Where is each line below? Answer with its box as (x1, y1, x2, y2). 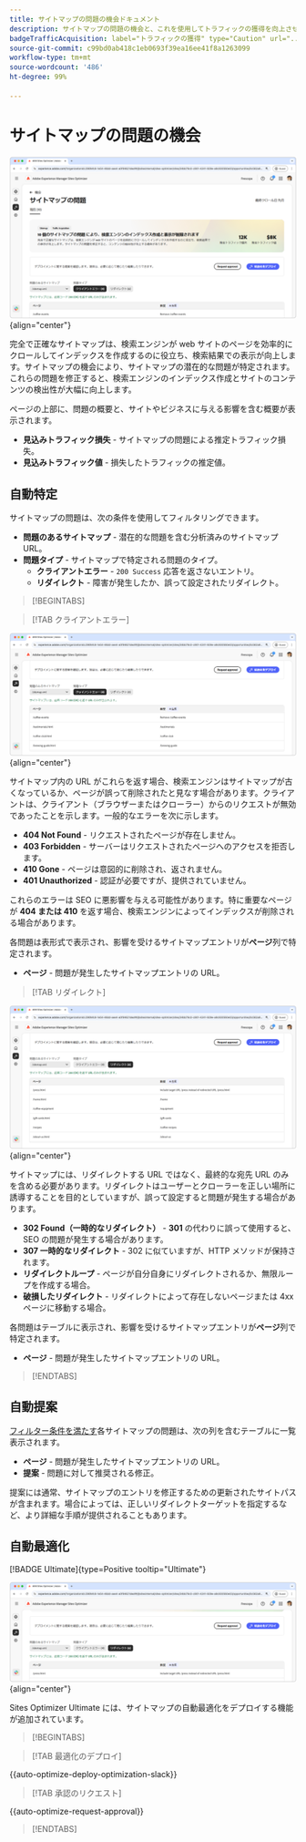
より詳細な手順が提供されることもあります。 (25, 1509, 192, 1520)
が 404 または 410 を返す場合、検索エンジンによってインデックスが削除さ (9, 906, 287, 917)
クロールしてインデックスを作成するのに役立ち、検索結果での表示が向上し (9, 350, 289, 361)
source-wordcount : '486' (9, 63, 104, 72)
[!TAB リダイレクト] (31, 987, 107, 998)
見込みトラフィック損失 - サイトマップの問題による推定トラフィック (22, 434, 279, 446)
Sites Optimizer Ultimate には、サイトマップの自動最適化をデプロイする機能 (9, 1702, 294, 1713)
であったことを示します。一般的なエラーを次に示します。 (9, 810, 224, 821)
